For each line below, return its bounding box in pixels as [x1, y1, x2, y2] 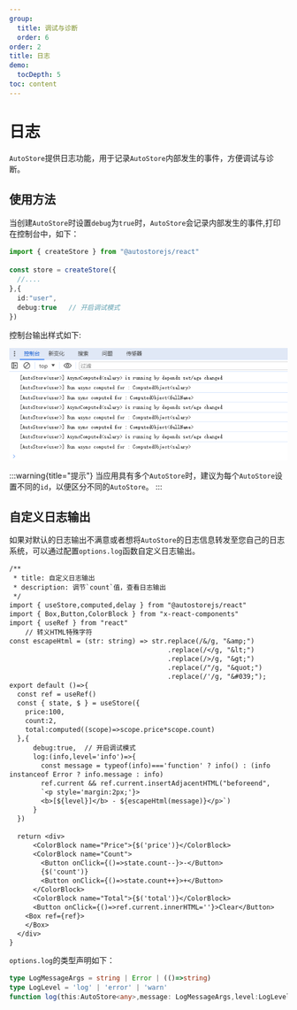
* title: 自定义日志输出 [12, 574, 95, 583]
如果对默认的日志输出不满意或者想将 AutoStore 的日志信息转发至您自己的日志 [9, 535, 286, 545]
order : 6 [17, 33, 49, 42]
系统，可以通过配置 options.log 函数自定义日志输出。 [9, 545, 201, 557]
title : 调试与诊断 [17, 23, 78, 33]
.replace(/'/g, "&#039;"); [167, 673, 267, 682]
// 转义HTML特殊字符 [25, 628, 93, 637]
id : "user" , [17, 293, 57, 303]
